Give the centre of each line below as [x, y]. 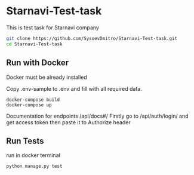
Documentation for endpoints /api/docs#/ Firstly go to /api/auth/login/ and [97, 116]
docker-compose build [33, 100]
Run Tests [25, 141]
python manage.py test [34, 166]
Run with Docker [38, 63]
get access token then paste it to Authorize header [69, 122]
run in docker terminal [33, 155]
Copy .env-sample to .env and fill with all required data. [74, 88]
